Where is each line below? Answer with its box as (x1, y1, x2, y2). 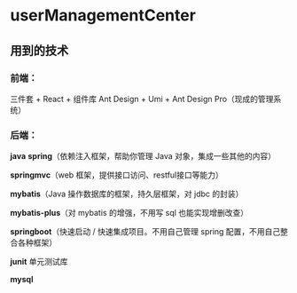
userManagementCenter (10, 5, 196, 26)
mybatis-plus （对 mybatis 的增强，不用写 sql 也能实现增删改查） (10, 208, 249, 218)
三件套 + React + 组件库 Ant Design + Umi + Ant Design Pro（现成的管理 (10, 93, 274, 104)
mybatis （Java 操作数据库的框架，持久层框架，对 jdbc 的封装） (10, 188, 244, 200)
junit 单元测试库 (10, 257, 69, 267)
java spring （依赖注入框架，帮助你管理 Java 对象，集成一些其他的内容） (10, 151, 276, 162)
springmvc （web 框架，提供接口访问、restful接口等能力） (10, 170, 224, 180)
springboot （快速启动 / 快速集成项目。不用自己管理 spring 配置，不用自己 (10, 226, 281, 237)
